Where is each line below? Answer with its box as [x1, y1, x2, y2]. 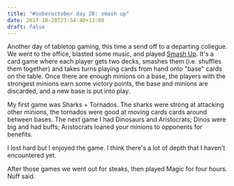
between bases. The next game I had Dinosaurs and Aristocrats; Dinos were [7, 115, 226, 124]
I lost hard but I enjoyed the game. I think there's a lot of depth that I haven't [7, 144, 226, 152]
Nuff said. [7, 172, 36, 180]
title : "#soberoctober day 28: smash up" [7, 10, 130, 17]
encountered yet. [7, 151, 57, 159]
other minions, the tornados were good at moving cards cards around [7, 108, 207, 116]
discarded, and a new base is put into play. [7, 87, 131, 95]
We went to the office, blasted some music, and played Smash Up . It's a [7, 50, 214, 58]
